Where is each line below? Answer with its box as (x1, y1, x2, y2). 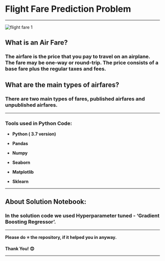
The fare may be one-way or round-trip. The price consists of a (5, 59, 159, 66)
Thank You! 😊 (5, 245, 34, 251)
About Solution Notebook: (5, 197, 87, 206)
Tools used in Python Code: (5, 120, 72, 127)
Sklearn (12, 179, 29, 184)
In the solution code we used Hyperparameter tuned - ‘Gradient (5, 212, 160, 219)
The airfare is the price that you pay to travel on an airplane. (5, 53, 151, 60)
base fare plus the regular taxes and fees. (5, 65, 107, 72)
